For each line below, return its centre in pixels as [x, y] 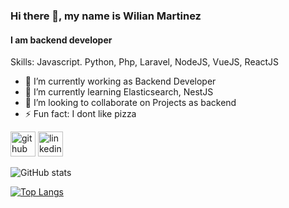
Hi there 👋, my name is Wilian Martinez [106, 16]
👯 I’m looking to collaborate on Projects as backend [130, 103]
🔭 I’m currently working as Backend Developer [120, 81]
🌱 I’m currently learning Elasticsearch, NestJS [119, 92]
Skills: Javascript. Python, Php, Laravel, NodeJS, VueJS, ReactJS [145, 62]
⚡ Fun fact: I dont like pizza [80, 114]
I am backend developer [61, 40]
